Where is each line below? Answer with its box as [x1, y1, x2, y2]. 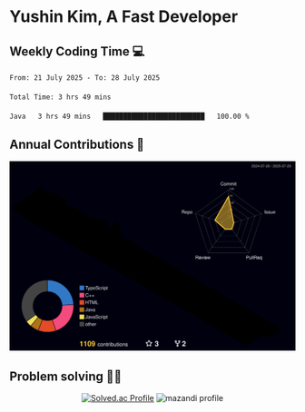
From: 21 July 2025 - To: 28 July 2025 [9, 74, 161, 83]
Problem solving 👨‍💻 [9, 368, 123, 384]
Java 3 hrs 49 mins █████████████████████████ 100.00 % [9, 112, 250, 121]
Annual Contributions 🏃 [9, 136, 145, 152]
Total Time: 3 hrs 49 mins [9, 93, 112, 102]
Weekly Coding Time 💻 [9, 44, 145, 59]
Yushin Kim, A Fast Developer [9, 6, 239, 27]
